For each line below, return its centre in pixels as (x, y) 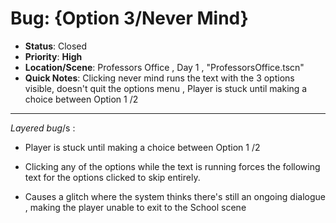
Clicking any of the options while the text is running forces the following (172, 166)
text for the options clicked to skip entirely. (112, 177)
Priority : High (53, 56)
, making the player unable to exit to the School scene (135, 207)
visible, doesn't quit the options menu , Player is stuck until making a (166, 88)
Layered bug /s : (43, 128)
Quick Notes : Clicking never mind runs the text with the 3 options (159, 78)
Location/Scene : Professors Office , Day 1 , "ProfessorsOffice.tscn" (164, 67)
